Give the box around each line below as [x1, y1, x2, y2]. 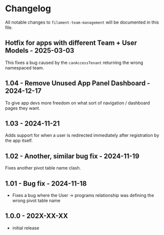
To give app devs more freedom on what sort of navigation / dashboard [5, 100, 150, 106]
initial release [12, 225, 39, 231]
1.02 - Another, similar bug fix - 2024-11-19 [5, 152, 139, 160]
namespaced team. [5, 65, 44, 70]
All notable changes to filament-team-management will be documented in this [5, 19, 159, 25]
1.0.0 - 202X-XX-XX [5, 212, 68, 220]
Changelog [5, 3, 51, 14]
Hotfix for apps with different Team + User [5, 39, 137, 47]
